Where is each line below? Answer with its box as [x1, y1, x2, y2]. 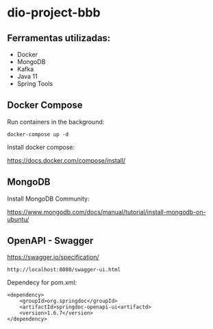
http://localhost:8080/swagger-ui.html [7, 266, 121, 273]
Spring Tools [16, 80, 53, 87]
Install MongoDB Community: [7, 194, 90, 203]
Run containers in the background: [7, 117, 105, 126]
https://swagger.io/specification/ [7, 253, 99, 262]
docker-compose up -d [7, 131, 69, 138]
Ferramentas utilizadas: [7, 32, 111, 44]
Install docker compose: [7, 143, 75, 151]
